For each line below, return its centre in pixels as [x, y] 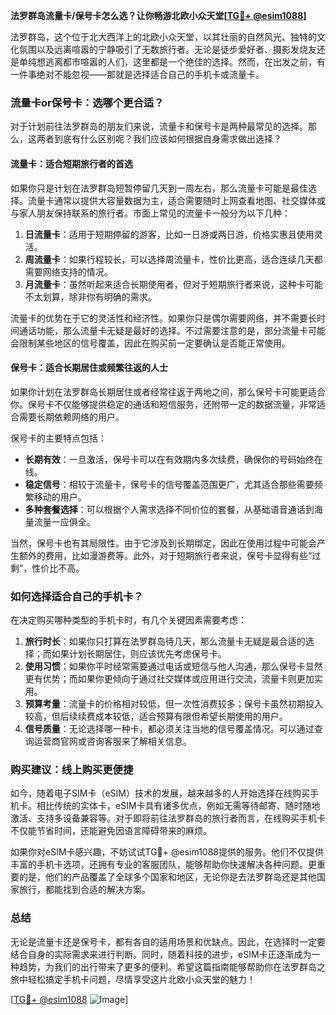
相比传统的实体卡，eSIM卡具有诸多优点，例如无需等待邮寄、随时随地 [178, 806]
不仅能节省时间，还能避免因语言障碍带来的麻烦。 [111, 831]
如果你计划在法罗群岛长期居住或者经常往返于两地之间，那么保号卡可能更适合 [168, 391]
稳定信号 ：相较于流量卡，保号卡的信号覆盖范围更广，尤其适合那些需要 [169, 484]
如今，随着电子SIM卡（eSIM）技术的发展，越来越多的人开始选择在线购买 [160, 793]
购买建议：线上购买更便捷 [72, 769]
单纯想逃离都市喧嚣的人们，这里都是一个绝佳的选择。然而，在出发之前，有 [172, 62]
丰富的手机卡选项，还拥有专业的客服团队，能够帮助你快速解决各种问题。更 [163, 865]
